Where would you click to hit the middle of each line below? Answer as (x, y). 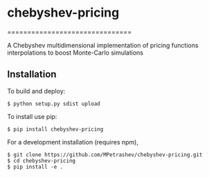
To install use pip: (32, 116)
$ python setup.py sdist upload (54, 104)
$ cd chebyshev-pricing (42, 160)
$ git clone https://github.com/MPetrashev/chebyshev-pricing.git (105, 155)
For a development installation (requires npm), (73, 142)
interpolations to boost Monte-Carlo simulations (75, 53)
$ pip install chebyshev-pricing (55, 129)
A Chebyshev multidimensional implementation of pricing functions (103, 45)
